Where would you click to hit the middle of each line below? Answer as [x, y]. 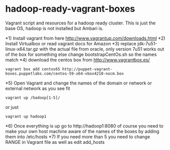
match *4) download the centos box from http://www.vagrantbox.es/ [78, 59]
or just [12, 107]
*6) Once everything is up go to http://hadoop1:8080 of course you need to [84, 126]
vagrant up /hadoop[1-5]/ [33, 98]
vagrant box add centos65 [33, 69]
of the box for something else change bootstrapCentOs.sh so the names [81, 54]
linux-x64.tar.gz [22, 49]
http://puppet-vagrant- [87, 69]
